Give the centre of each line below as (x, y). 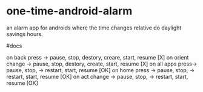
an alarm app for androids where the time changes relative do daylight (94, 28)
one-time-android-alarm (69, 11)
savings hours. (25, 34)
